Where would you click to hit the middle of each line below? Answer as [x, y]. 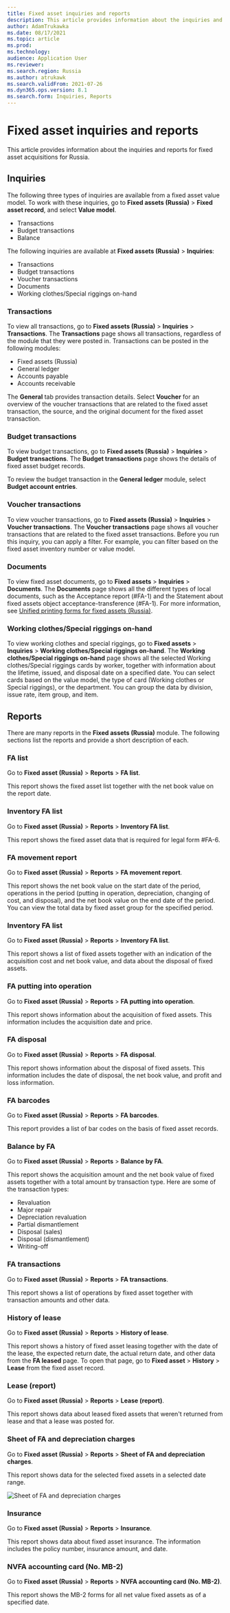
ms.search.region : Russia [44, 71]
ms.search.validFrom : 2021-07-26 [55, 84]
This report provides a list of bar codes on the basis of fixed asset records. [113, 1129]
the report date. [29, 793]
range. [16, 1482]
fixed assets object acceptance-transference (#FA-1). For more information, [114, 603]
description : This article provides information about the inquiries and [115, 20]
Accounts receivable [46, 384]
